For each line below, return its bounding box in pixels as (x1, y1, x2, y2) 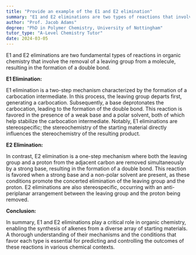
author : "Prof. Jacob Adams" (6, 19, 77, 25)
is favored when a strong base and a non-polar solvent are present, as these (6, 172, 190, 178)
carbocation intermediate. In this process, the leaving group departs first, (6, 93, 182, 100)
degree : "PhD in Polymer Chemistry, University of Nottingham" (6, 25, 163, 31)
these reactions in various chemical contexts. (6, 243, 115, 250)
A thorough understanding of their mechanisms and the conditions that (6, 231, 177, 238)
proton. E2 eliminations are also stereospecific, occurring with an (6, 184, 162, 190)
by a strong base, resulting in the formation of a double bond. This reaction (6, 165, 187, 172)
